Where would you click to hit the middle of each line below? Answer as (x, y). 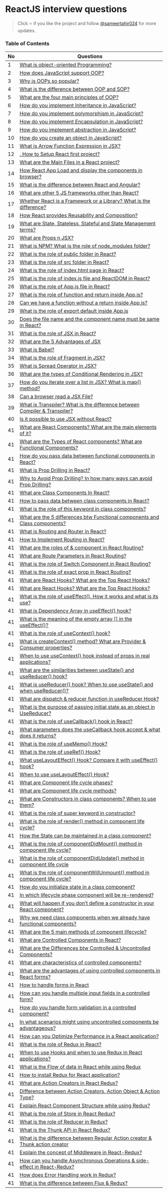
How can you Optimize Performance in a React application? (89, 1037)
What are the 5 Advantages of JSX (60, 342)
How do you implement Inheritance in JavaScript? (78, 105)
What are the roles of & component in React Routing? (82, 548)
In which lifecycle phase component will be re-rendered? (87, 895)
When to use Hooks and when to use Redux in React (81, 1053)
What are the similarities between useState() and (77, 670)
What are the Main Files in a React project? (70, 162)
